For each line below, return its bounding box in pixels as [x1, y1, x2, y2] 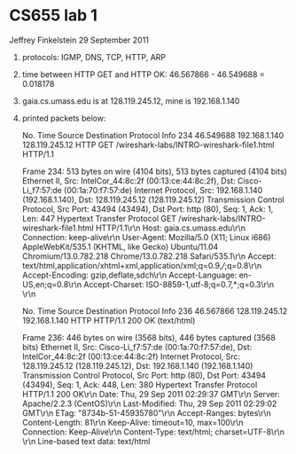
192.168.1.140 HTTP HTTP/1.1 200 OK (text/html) [21, 315, 196, 325]
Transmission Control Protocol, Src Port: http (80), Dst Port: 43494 [21, 370, 267, 380]
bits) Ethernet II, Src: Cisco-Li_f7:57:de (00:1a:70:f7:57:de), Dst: [21, 341, 253, 352]
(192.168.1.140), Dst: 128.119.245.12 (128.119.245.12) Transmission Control [21, 194, 285, 205]
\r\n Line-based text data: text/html [21, 435, 151, 446]
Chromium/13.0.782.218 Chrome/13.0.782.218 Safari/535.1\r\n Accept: [21, 250, 277, 262]
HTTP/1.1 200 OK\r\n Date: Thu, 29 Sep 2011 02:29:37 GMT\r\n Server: [21, 388, 281, 399]
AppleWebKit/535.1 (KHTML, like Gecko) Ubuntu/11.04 [21, 241, 219, 252]
